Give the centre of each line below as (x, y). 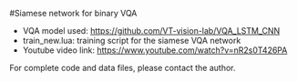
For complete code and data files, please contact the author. (123, 68)
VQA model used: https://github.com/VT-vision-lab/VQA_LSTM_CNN (151, 31)
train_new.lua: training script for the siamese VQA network (132, 41)
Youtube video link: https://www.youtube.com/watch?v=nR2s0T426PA (155, 50)
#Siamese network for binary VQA (73, 13)
